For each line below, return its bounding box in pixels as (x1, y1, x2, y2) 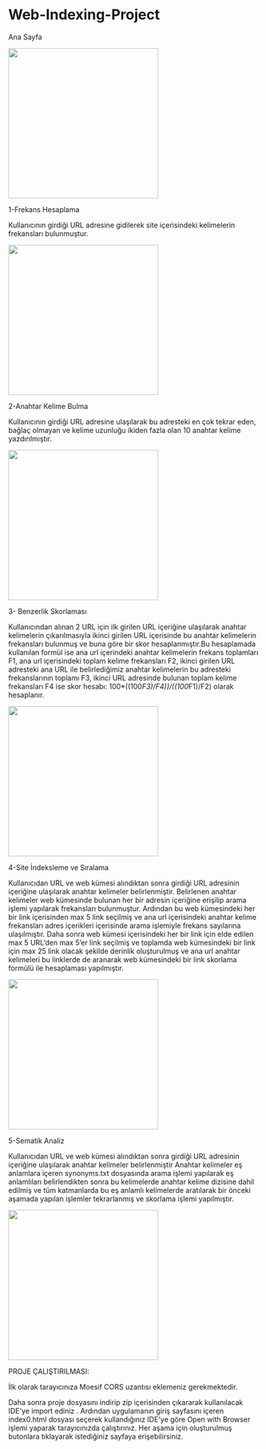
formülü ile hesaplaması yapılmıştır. (8, 963, 124, 973)
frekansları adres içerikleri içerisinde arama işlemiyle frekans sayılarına (8, 921, 241, 930)
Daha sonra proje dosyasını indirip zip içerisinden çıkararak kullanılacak (8, 1397, 244, 1407)
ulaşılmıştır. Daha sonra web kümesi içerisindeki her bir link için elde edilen (8, 929, 254, 938)
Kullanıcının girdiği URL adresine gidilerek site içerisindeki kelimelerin (8, 220, 236, 230)
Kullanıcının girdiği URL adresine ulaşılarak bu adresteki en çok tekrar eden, (8, 416, 256, 426)
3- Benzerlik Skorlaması (8, 606, 87, 616)
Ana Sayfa (8, 32, 42, 42)
